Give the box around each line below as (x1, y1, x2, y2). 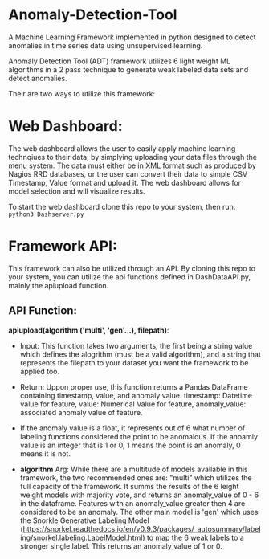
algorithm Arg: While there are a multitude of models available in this (19, 464, 248, 474)
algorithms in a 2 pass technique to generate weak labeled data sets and (8, 64, 249, 74)
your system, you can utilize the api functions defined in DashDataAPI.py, (8, 271, 251, 282)
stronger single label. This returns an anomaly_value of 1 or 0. (19, 541, 222, 551)
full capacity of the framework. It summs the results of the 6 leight (19, 481, 239, 491)
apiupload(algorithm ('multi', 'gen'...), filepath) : (8, 325, 169, 335)
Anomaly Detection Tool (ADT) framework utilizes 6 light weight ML (8, 56, 231, 66)
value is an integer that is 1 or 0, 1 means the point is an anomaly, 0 (19, 440, 241, 450)
